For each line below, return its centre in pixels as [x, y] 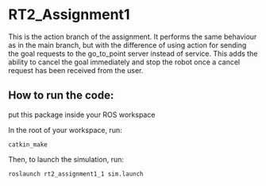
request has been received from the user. [76, 70]
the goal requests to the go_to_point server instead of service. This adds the [133, 53]
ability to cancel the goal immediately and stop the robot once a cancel [124, 62]
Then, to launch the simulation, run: [66, 159]
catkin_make [28, 145]
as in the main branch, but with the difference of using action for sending [127, 45]
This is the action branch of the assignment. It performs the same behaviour [133, 37]
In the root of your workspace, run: [65, 130]
